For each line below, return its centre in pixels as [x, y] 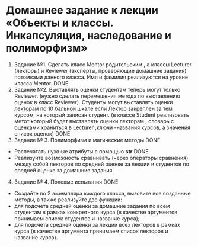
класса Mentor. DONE [41, 83]
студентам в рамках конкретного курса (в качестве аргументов [96, 212]
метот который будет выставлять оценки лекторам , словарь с [94, 121]
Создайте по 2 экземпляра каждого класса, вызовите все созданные [102, 193]
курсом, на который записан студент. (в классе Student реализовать [101, 115]
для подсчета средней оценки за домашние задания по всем [92, 206]
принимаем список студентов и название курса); [77, 218]
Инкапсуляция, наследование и [89, 36]
